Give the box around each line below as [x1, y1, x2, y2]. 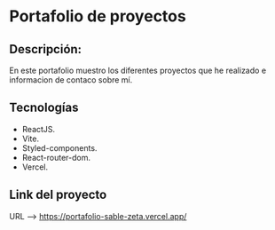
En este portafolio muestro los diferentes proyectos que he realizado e [9, 65, 267, 75]
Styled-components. [21, 142, 98, 153]
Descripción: [9, 42, 82, 57]
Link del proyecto [9, 187, 107, 202]
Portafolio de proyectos [9, 6, 186, 27]
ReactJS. [21, 123, 56, 134]
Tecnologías [9, 100, 79, 115]
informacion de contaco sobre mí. [9, 75, 133, 85]
